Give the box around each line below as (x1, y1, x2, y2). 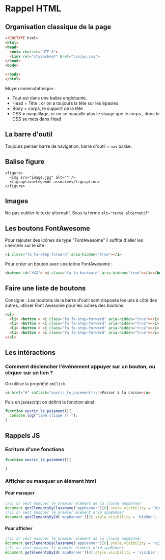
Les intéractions (5, 348, 55, 357)
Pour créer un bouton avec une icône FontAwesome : (5, 261, 113, 266)
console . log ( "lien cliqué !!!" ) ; (9, 413, 78, 418)
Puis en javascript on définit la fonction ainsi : (5, 399, 97, 405)
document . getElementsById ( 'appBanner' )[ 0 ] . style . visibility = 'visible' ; (5, 550, 160, 555)
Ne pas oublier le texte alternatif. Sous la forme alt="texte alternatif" (5, 210, 150, 216)
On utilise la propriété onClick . (5, 380, 66, 387)
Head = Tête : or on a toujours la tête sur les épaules (12, 100, 119, 106)
